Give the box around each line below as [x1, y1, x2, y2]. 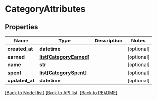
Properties [5, 23, 38, 31]
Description [94, 38, 123, 44]
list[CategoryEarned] [39, 54, 90, 60]
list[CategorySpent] [39, 69, 87, 76]
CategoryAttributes [5, 3, 86, 15]
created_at [7, 45, 33, 52]
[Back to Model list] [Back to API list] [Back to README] [5, 90, 118, 96]
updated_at [7, 77, 35, 84]
